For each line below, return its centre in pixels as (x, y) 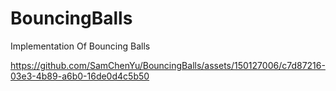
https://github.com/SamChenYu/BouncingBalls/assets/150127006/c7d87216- (168, 65)
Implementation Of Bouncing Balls (80, 46)
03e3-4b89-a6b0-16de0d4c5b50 (80, 76)
